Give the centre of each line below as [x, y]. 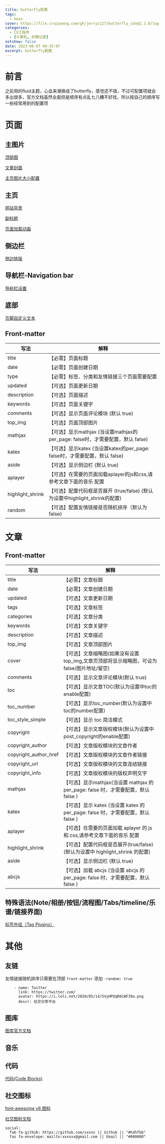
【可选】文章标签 [83, 607]
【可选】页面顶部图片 [73, 422]
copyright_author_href [33, 754]
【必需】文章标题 [83, 580]
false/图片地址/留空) [87, 668]
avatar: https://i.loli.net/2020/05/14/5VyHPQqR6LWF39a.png [81, 997]
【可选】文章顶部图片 [88, 644]
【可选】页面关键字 [71, 404]
